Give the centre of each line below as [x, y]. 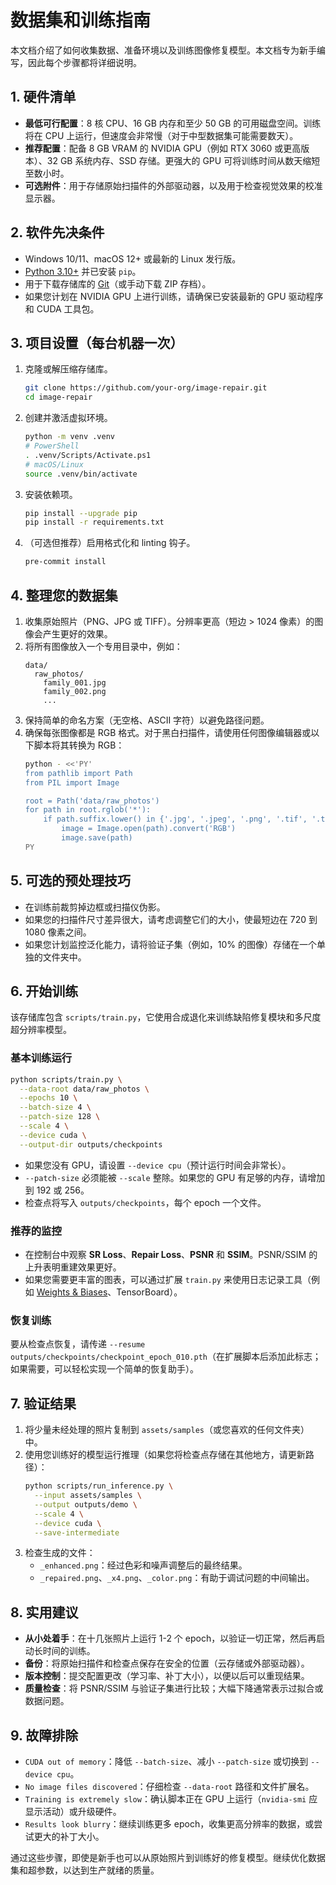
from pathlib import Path [78, 773]
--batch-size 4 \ [55, 1107]
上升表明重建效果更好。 [73, 1267]
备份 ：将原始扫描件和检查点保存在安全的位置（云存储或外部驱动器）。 [167, 1663]
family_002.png [75, 691]
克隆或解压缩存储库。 [68, 369]
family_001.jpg [75, 682]
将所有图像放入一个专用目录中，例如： [103, 646]
